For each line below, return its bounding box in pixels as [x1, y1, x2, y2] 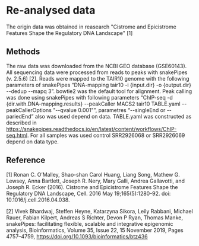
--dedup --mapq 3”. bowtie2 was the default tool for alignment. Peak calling [6, 87, 192, 95]
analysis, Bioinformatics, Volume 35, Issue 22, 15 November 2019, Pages [6, 226, 184, 234]
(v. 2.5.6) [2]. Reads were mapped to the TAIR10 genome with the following [6, 75, 189, 82]
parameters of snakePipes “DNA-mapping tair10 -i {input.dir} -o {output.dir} [6, 81, 192, 88]
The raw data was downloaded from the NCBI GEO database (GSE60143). [6, 62, 187, 69]
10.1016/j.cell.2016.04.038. [6, 196, 70, 203]
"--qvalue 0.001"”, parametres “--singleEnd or [52, 106, 166, 113]
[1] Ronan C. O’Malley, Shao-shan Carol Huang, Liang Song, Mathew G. [6, 171, 180, 178]
